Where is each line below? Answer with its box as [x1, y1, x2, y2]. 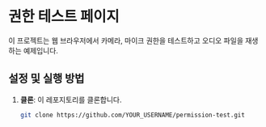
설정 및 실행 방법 [8, 72, 85, 86]
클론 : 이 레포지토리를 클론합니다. [19, 95, 123, 104]
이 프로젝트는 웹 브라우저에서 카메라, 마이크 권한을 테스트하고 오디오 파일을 [8, 36, 244, 45]
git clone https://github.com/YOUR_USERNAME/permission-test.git [19, 111, 245, 119]
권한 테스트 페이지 [8, 7, 120, 26]
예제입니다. [23, 45, 59, 55]
